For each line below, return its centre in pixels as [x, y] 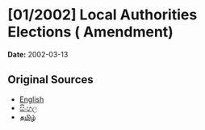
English [31, 99]
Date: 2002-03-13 [38, 54]
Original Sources [50, 80]
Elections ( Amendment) [91, 32]
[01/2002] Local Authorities [102, 15]
